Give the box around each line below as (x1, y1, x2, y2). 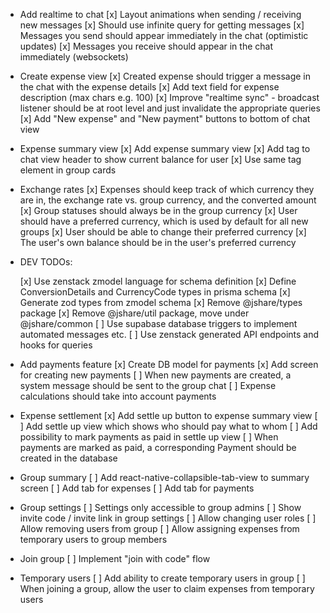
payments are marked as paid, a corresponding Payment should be (19, 442, 297, 453)
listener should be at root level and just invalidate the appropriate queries (19, 102, 321, 114)
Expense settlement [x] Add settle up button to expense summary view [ (19, 410, 318, 421)
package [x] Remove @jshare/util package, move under (19, 307, 250, 319)
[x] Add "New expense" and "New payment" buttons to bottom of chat (19, 113, 311, 124)
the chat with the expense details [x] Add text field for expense (19, 81, 280, 93)
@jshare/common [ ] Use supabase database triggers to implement (19, 318, 298, 329)
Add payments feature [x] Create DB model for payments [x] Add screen (19, 359, 319, 370)
